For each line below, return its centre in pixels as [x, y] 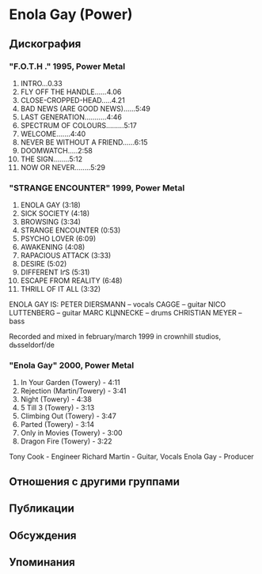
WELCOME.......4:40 [53, 134]
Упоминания [42, 563]
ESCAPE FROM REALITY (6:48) [71, 281]
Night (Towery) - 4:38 [56, 399]
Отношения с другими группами [95, 481]
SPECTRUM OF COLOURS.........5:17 [78, 125]
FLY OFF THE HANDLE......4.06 [71, 92]
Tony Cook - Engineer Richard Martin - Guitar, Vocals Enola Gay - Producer [131, 457]
